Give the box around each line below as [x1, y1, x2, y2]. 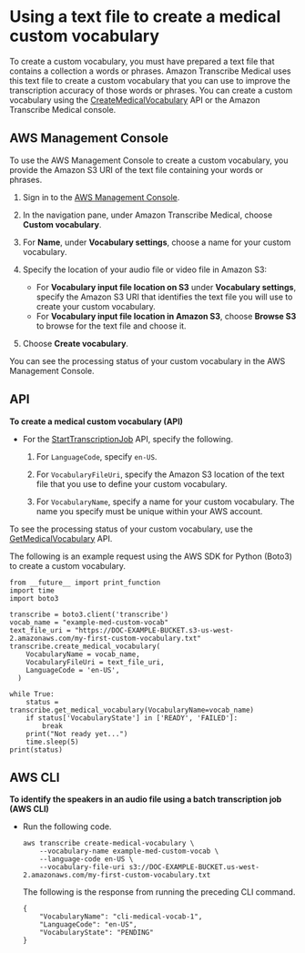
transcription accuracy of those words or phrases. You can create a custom [9, 85, 293, 96]
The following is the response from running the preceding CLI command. [22, 887, 296, 897]
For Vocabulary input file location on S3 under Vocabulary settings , [36, 281, 297, 292]
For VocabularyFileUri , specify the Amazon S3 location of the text [36, 469, 285, 480]
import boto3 [9, 593, 59, 603]
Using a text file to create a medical [9, 6, 281, 27]
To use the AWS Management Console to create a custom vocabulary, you [9, 155, 289, 166]
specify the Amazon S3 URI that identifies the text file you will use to [36, 291, 293, 302]
